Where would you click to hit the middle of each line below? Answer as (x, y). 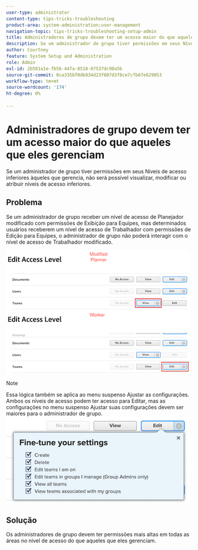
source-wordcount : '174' (37, 88)
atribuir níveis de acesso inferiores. (49, 184)
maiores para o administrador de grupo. (55, 413)
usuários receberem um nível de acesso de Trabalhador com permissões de (99, 229)
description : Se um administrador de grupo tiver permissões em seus (93, 44)
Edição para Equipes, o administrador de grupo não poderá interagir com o (97, 235)
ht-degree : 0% (24, 94)
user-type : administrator (38, 12)
